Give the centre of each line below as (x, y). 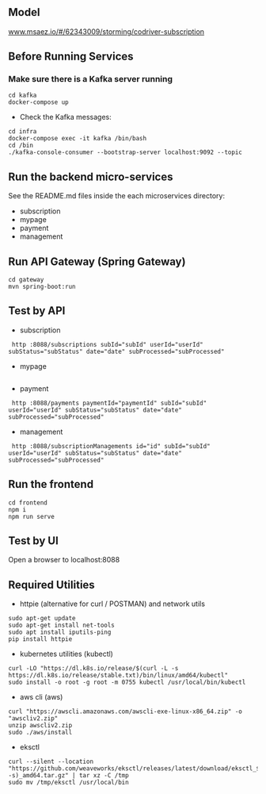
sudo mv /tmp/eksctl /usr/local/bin (68, 783)
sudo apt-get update (42, 619)
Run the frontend (51, 484)
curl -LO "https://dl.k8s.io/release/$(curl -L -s (93, 669)
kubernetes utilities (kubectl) (66, 654)
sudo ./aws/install (40, 733)
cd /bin (21, 146)
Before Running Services (71, 56)
